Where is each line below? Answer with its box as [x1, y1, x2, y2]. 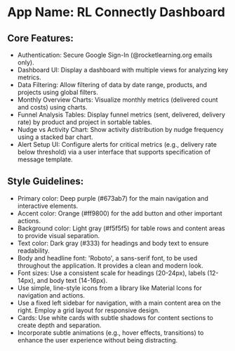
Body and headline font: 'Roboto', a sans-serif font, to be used [17, 253, 198, 262]
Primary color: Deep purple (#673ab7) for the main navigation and [17, 194, 209, 202]
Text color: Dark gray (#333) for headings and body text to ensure [17, 239, 209, 247]
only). [17, 58, 34, 67]
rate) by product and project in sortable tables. [17, 118, 153, 126]
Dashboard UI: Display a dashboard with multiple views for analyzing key [17, 66, 229, 74]
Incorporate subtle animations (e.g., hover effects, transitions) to [17, 328, 204, 337]
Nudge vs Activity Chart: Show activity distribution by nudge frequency [17, 126, 224, 133]
